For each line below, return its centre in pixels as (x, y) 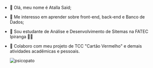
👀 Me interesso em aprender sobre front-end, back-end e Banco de (77, 17)
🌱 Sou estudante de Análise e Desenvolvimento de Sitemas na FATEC (79, 31)
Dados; (17, 22)
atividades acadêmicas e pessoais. (45, 51)
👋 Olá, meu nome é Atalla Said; (41, 8)
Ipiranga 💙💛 (21, 37)
